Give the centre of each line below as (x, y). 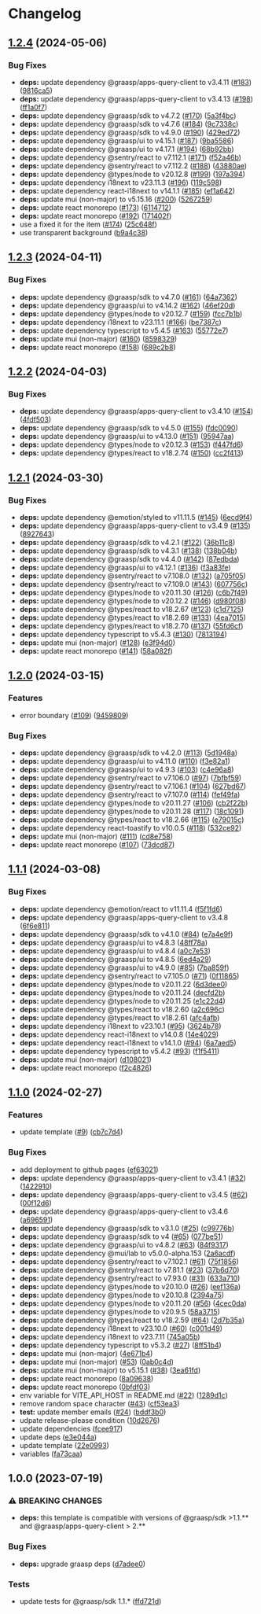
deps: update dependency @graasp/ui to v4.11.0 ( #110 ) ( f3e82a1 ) (125, 761)
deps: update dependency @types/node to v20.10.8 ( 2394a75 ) (122, 1295)
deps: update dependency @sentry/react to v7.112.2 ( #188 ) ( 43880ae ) (133, 165)
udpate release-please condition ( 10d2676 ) (90, 1420)
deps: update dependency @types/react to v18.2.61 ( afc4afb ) (119, 1017)
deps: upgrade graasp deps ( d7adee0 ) (83, 1564)
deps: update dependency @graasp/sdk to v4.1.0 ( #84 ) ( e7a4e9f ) (126, 934)
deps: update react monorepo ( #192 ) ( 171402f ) (96, 216)
